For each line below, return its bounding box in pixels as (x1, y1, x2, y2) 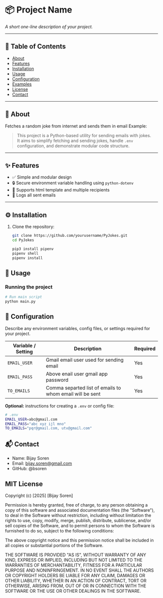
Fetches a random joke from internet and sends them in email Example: (5, 123, 147, 129)
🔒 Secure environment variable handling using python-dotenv (12, 180, 134, 186)
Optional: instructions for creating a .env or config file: (5, 403, 114, 409)
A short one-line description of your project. (5, 23, 93, 30)
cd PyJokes (12, 238, 34, 243)
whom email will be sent (46, 390, 101, 397)
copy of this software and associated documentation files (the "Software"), (5, 507, 155, 513)
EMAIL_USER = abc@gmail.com (5, 417, 57, 422)
